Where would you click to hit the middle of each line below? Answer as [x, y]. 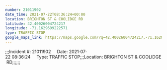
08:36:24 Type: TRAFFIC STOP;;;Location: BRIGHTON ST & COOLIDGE [86, 57]
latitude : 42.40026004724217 [35, 24]
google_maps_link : [24, 38]
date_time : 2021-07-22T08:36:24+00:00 [45, 14]
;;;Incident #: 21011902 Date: [37, 51]
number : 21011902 [23, 10]
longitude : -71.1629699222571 [37, 28]
